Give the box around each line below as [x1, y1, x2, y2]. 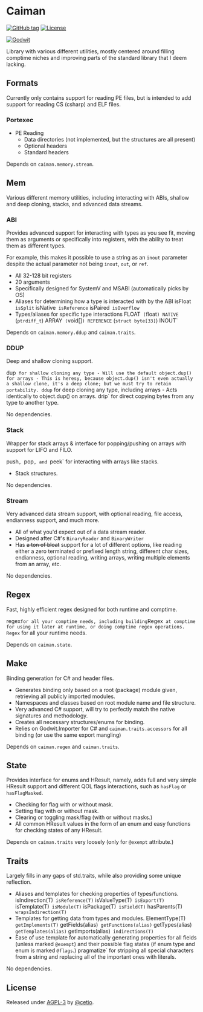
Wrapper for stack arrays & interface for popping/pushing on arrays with [6, 440, 187, 447]
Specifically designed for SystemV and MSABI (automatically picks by [14, 285, 189, 292]
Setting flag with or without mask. [14, 808, 99, 815]
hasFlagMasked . [6, 789, 43, 797]
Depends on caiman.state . [6, 641, 72, 648]
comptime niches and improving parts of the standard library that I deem [6, 54, 187, 61]
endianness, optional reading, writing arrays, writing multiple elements [14, 554, 190, 561]
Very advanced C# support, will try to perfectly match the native [14, 705, 175, 713]
